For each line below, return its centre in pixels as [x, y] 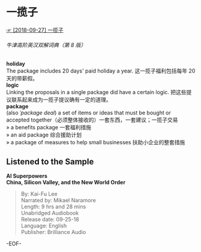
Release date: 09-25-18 [50, 219]
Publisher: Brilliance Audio [53, 232]
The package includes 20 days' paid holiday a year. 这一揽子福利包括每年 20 [101, 71]
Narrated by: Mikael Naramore [58, 200]
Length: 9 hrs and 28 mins [53, 207]
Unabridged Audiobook [50, 212]
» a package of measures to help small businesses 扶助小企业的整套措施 [96, 142]
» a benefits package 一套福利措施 [49, 127]
